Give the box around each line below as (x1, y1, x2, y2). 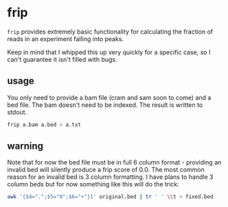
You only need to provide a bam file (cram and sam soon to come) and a (7, 93, 212, 101)
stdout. (7, 108, 27, 116)
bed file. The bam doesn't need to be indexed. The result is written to (7, 101, 203, 109)
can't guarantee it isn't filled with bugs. (7, 55, 118, 63)
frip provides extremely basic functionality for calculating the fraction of (7, 27, 214, 36)
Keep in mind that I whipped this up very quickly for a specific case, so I (7, 48, 211, 56)
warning (7, 141, 43, 152)
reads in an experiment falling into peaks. (7, 34, 124, 42)
